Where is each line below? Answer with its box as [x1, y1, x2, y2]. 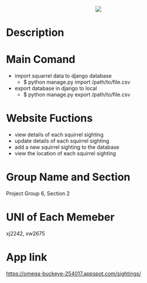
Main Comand [6, 53, 76, 66]
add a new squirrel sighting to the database [14, 144, 119, 151]
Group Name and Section [6, 171, 131, 184]
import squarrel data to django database [14, 72, 112, 79]
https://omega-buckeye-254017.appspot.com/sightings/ [6, 270, 142, 277]
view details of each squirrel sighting [14, 131, 104, 138]
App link [6, 251, 47, 264]
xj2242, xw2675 [6, 229, 45, 237]
